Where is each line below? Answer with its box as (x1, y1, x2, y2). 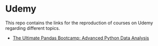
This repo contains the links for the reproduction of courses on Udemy (5, 20, 153, 26)
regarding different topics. (5, 25, 60, 31)
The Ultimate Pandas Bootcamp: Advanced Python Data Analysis (12, 35, 149, 41)
